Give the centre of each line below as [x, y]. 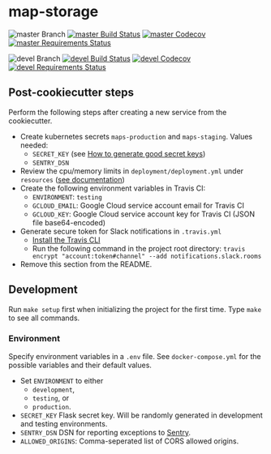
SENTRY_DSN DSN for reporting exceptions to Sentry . [105, 432]
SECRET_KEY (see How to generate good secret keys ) [119, 153]
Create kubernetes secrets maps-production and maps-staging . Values [136, 136]
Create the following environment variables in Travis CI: [113, 188]
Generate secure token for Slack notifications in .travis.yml [120, 231]
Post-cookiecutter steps [71, 93]
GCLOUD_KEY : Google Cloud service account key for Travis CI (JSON [144, 214]
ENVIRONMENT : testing [67, 196]
